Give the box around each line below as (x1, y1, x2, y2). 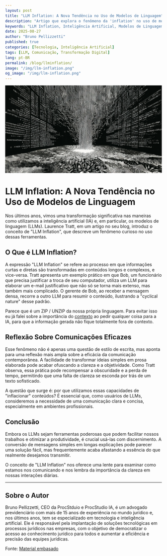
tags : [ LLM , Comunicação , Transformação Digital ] (5, 50, 110, 55)
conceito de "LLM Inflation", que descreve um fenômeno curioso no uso (5, 229, 153, 235)
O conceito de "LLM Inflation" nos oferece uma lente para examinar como (5, 462, 157, 468)
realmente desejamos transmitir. (5, 452, 71, 458)
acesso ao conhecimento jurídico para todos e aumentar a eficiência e (5, 531, 150, 537)
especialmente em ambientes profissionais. (5, 403, 94, 409)
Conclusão (5, 418, 40, 426)
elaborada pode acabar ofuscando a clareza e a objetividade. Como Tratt (5, 362, 155, 368)
